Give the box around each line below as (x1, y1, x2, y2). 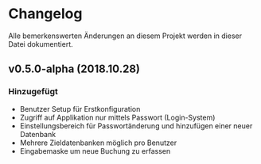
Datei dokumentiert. (8, 39, 73, 48)
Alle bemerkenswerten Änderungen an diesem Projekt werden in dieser (8, 31, 243, 40)
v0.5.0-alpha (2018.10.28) (8, 63, 141, 76)
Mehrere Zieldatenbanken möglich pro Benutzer (19, 138, 177, 147)
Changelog (8, 5, 83, 23)
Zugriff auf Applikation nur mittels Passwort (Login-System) (19, 113, 216, 122)
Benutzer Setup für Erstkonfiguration (19, 104, 141, 113)
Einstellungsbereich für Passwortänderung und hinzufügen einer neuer (19, 120, 253, 131)
